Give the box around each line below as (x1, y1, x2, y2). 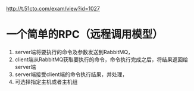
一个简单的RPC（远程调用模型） (6, 28, 164, 41)
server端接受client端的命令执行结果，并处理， (14, 71, 128, 78)
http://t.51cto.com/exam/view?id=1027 (6, 5, 100, 12)
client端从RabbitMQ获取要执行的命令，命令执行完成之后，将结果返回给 (14, 56, 189, 63)
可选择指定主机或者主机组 (14, 78, 78, 85)
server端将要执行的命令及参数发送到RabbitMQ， (14, 48, 134, 55)
